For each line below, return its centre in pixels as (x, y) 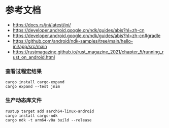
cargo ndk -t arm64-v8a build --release (49, 120)
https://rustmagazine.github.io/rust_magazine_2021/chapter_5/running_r (88, 52)
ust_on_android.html (34, 57)
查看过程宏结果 (24, 71)
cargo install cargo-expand (35, 82)
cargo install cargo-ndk (31, 116)
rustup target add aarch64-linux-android (50, 111)
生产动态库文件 (24, 101)
